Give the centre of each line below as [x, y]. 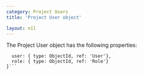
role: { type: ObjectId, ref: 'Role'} [60, 61]
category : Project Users [37, 12]
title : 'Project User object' [44, 17]
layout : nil [21, 28]
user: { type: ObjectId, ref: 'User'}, [62, 56]
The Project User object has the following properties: [72, 45]
